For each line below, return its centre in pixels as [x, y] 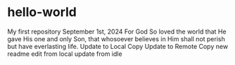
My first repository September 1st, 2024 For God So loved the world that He [117, 31]
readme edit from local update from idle [65, 54]
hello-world [42, 12]
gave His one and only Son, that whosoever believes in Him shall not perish [116, 38]
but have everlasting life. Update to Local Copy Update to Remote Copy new [118, 46]
